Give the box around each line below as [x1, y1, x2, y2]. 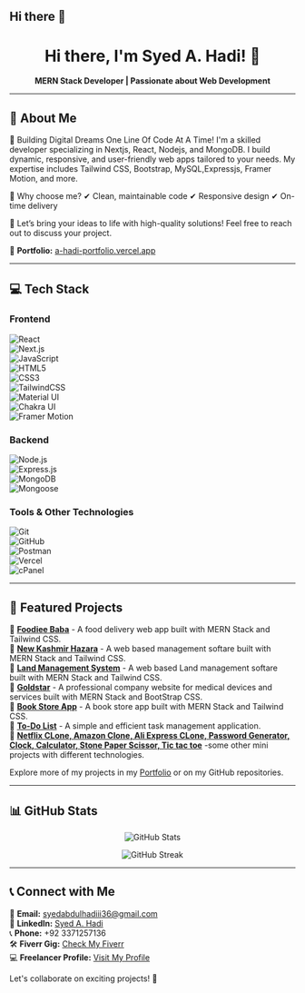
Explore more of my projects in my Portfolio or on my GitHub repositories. [9, 767, 284, 778]
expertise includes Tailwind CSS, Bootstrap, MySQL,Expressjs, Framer [9, 164, 272, 174]
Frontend [9, 313, 51, 325]
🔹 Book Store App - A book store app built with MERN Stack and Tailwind [9, 701, 284, 712]
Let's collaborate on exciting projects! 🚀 [9, 973, 158, 984]
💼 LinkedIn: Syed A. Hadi [9, 918, 103, 928]
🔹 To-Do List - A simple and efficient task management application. [9, 720, 261, 731]
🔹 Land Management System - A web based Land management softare [9, 662, 279, 673]
